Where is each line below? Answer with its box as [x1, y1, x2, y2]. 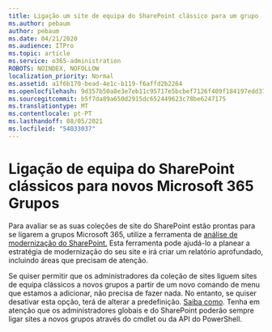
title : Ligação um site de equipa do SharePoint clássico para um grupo [8, 11, 259, 20]
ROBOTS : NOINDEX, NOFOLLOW [8, 65, 100, 73]
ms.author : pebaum [8, 19, 70, 28]
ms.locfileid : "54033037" [8, 125, 96, 133]
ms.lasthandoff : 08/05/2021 [8, 117, 104, 126]
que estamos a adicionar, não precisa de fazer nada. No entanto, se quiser [8, 288, 257, 298]
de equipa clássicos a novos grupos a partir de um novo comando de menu [8, 279, 261, 289]
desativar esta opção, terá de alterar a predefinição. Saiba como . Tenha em [8, 296, 261, 306]
